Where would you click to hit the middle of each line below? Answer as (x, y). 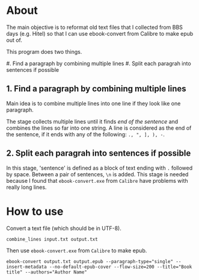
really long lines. (26, 187)
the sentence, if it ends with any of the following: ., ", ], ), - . (86, 134)
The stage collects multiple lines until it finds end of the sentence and (92, 121)
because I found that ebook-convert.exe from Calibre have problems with (97, 180)
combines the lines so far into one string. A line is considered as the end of (99, 128)
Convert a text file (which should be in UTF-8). (64, 228)
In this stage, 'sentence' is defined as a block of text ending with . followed (99, 168)
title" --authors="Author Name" (47, 272)
